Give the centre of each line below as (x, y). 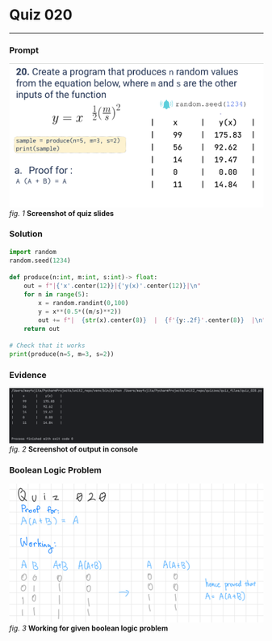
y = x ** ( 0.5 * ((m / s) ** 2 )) (80, 312)
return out (42, 329)
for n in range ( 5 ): (56, 295)
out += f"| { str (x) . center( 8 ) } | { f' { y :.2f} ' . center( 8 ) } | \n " (152, 320)
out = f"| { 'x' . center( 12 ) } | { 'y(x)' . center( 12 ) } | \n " (112, 286)
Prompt (24, 50)
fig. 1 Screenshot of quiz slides (62, 213)
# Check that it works (47, 346)
